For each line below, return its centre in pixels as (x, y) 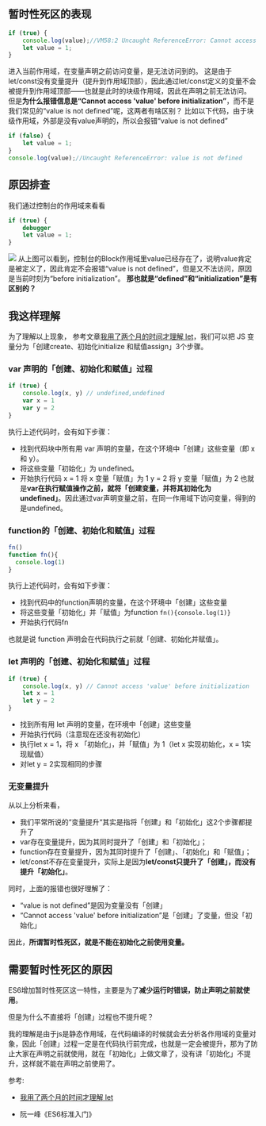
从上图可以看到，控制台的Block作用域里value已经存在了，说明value (128, 259)
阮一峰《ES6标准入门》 (57, 1114)
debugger (37, 228)
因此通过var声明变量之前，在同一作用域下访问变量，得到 (157, 498)
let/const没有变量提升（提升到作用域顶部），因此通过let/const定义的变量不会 (132, 81)
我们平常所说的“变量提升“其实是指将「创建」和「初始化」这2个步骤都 (132, 822)
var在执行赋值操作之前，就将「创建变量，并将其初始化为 (119, 488)
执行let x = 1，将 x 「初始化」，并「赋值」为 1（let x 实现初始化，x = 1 (132, 744)
